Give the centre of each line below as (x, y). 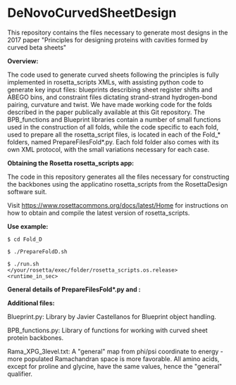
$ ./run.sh (23, 264)
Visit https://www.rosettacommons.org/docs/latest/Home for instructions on (118, 205)
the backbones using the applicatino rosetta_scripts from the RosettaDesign (117, 184)
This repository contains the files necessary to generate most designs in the (118, 32)
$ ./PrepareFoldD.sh (38, 251)
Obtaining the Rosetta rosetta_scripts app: (71, 163)
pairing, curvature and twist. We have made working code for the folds (110, 104)
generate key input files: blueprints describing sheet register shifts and (110, 89)
